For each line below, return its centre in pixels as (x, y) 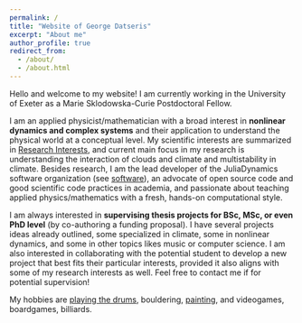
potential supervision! (50, 281)
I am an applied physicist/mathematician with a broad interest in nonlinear (148, 120)
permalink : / (34, 18)
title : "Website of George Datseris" (80, 26)
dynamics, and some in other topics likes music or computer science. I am (147, 244)
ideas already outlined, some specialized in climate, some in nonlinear (140, 234)
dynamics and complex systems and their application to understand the (145, 130)
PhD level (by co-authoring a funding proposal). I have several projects (142, 224)
